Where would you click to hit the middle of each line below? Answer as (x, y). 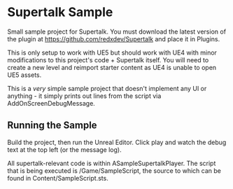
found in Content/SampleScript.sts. (58, 178)
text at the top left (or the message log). (64, 149)
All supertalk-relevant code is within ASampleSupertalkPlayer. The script (112, 163)
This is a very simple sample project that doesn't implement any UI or (107, 88)
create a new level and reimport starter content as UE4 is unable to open (112, 67)
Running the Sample (52, 126)
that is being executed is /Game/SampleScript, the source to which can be (114, 170)
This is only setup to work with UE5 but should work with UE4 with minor (112, 52)
